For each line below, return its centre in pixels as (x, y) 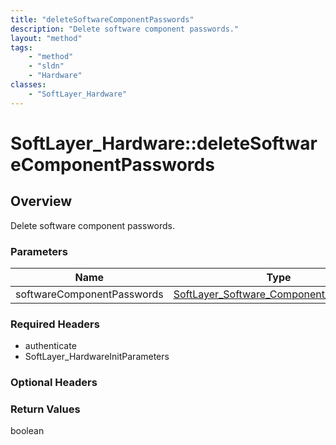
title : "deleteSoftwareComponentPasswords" (102, 19)
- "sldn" (46, 66)
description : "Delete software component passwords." (125, 29)
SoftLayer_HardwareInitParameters (97, 357)
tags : (21, 47)
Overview (41, 201)
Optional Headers (54, 383)
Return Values (45, 409)
